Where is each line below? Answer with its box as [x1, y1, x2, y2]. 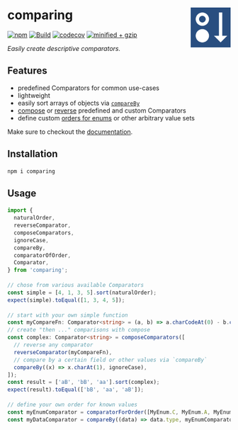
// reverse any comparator [13, 341, 93, 349]
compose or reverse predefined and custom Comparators [17, 106, 186, 115]
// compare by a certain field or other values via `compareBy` [13, 356, 208, 363]
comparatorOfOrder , [13, 251, 72, 259]
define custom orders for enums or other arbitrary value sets [17, 113, 195, 122]
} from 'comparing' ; [7, 266, 69, 274]
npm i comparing [7, 167, 55, 175]
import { [7, 207, 33, 214]
